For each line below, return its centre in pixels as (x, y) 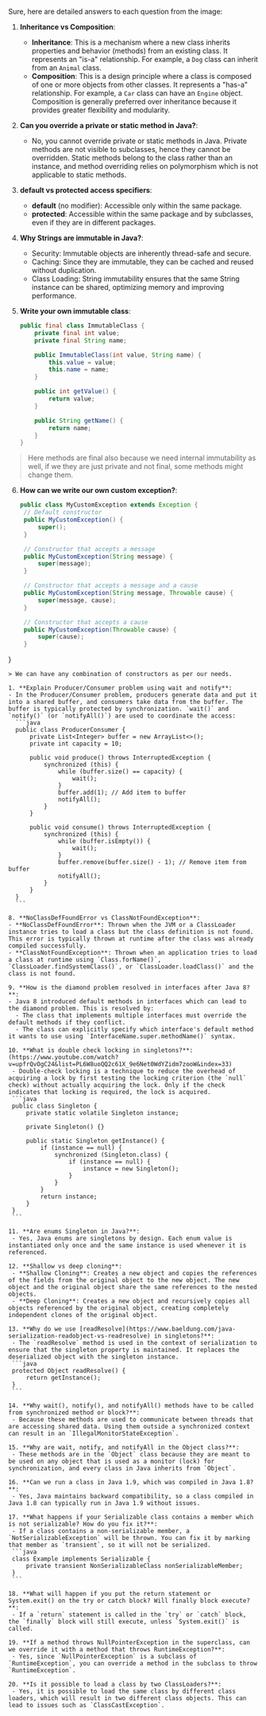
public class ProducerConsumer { (71, 730)
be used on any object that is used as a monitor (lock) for (112, 1462)
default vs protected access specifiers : (86, 190)
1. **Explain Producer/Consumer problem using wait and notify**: (120, 688)
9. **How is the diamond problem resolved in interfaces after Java (124, 988)
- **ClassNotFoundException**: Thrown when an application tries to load (133, 953)
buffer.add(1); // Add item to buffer (122, 793)
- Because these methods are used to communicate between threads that (133, 1420)
